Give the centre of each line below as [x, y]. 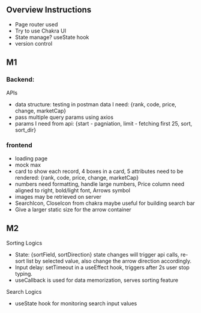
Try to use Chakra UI [40, 31]
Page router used [36, 24]
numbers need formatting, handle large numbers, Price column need [100, 184]
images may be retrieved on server [58, 196]
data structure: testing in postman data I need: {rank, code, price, [96, 104]
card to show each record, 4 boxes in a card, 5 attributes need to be [99, 171]
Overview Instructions [49, 10]
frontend [19, 145]
